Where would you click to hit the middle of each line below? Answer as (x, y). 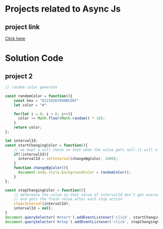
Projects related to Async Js (63, 9)
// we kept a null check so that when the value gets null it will (83, 150)
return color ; (28, 127)
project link (23, 27)
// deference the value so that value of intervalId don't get (79, 195)
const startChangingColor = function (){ (47, 145)
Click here (15, 38)
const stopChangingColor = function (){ (45, 190)
